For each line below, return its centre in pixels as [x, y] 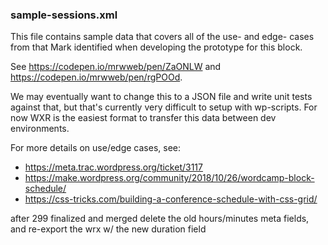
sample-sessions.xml [64, 15]
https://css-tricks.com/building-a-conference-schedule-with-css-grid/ [171, 199]
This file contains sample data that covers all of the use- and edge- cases [162, 37]
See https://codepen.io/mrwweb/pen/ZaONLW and [116, 67]
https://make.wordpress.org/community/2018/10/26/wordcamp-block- [169, 178]
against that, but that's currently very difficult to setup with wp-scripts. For [164, 107]
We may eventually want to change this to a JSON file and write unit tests [161, 97]
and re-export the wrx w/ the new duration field [108, 229]
